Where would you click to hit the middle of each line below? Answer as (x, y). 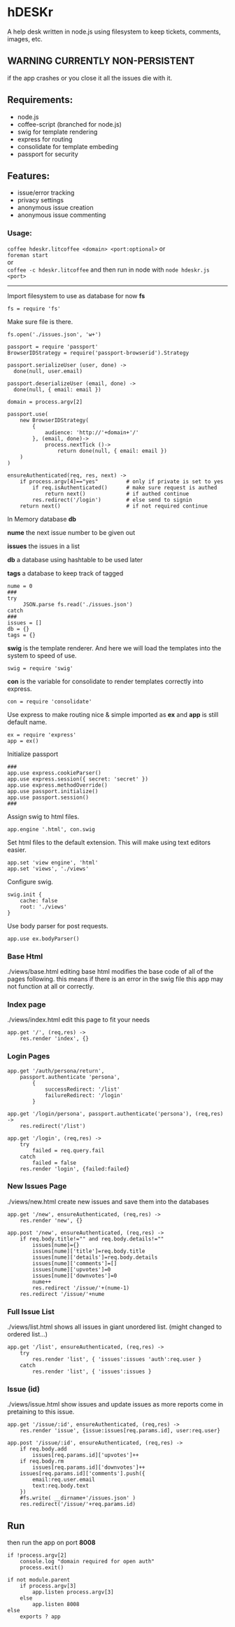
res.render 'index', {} (55, 1039)
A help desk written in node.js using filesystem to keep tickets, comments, (114, 32)
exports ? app (40, 1617)
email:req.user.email (64, 1480)
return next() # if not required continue (114, 506)
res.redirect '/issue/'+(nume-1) (81, 1288)
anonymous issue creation (55, 208)
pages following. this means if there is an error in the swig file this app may (115, 979)
